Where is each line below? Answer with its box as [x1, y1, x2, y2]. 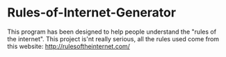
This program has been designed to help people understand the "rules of [7, 27, 217, 36]
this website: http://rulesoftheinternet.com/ [7, 42, 131, 50]
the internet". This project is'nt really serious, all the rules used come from [7, 34, 220, 43]
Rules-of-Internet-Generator [7, 5, 176, 21]
